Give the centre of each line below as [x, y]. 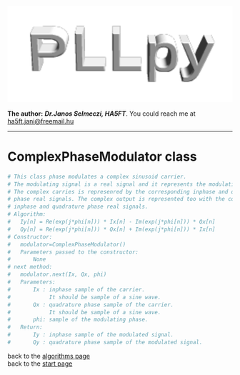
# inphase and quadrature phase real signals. [78, 207]
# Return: [25, 327]
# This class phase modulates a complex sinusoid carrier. [97, 176]
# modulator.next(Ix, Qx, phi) [57, 275]
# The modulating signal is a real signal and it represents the [106, 184]
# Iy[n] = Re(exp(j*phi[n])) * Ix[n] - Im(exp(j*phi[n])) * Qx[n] [111, 222]
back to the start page [40, 364]
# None [27, 259]
